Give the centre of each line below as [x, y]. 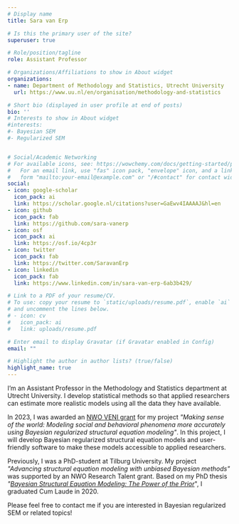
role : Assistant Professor [47, 60]
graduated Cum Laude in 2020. [53, 491]
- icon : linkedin [33, 270]
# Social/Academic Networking [52, 157]
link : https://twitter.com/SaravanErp [71, 263]
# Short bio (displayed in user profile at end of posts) [95, 105]
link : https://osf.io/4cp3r [55, 243]
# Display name [30, 14]
